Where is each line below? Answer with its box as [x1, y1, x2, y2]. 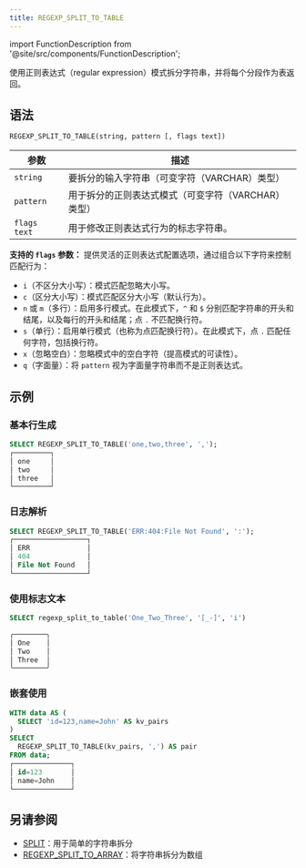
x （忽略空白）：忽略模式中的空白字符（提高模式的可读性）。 [22, 348, 243, 360]
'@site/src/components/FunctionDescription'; [9, 47, 180, 59]
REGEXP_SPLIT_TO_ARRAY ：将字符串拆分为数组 [22, 849, 203, 861]
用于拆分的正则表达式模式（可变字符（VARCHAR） [67, 189, 285, 201]
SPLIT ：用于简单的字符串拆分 [22, 838, 134, 849]
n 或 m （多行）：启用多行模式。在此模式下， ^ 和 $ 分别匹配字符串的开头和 [22, 302, 294, 314]
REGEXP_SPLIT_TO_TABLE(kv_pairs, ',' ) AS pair [17, 742, 198, 751]
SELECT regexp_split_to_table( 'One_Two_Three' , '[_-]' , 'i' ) [9, 614, 247, 623]
